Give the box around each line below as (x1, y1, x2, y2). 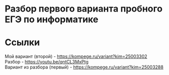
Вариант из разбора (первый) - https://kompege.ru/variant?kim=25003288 (5, 64, 164, 70)
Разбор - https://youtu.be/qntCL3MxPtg (5, 59, 89, 65)
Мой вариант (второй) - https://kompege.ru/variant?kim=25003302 (5, 53, 148, 59)
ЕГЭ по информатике (5, 14, 99, 25)
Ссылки (5, 37, 40, 48)
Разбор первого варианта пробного (5, 3, 163, 15)
